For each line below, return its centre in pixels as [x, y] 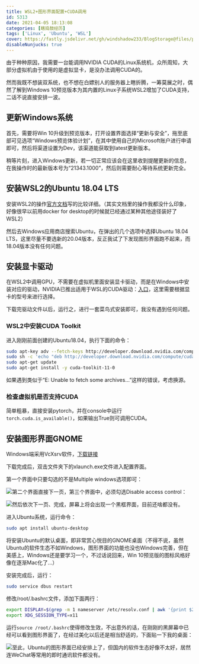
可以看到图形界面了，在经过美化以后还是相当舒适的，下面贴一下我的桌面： [102, 634]
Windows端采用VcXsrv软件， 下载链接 [52, 454]
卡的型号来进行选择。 [32, 296]
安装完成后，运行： [30, 575]
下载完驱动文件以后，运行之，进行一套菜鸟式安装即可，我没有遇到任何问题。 [99, 309]
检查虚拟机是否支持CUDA [42, 397]
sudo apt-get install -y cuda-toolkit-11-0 [61, 368]
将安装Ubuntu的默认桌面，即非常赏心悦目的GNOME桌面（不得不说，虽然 [95, 541]
